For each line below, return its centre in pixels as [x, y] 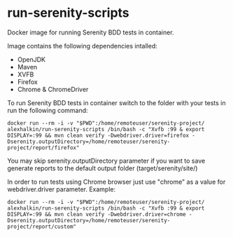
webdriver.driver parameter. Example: [62, 189]
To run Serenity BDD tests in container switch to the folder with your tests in [116, 102]
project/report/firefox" [43, 148]
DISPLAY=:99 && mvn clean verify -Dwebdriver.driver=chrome [97, 214]
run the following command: [48, 110]
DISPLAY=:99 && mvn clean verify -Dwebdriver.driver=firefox [98, 135]
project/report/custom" [42, 226]
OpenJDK [31, 59]
